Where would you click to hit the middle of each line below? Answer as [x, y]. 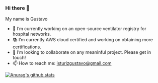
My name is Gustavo [26, 19]
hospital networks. [32, 34]
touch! [19, 58]
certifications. [27, 47]
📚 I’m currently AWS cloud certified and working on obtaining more [83, 40]
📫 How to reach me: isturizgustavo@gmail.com [62, 63]
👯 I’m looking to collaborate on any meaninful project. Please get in [82, 52]
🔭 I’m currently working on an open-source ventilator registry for [80, 29]
